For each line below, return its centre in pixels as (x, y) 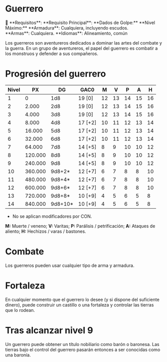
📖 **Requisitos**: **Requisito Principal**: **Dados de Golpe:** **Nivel (80, 23)
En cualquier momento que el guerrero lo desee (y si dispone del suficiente (82, 299)
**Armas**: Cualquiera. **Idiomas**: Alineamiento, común (67, 33)
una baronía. (18, 355)
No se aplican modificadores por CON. (52, 216)
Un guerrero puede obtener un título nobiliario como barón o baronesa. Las (82, 344)
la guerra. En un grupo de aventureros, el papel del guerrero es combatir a (82, 48)
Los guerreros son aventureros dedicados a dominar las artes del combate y (83, 43)
